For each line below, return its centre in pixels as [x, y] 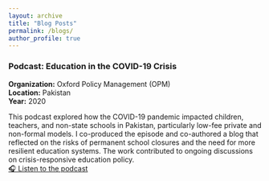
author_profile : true [45, 38]
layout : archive [35, 16]
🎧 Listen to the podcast [48, 168]
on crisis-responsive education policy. [71, 159]
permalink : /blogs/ [41, 31]
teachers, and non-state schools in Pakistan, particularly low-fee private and [135, 125]
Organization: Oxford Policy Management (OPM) [90, 84]
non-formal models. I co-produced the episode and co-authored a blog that [133, 134]
